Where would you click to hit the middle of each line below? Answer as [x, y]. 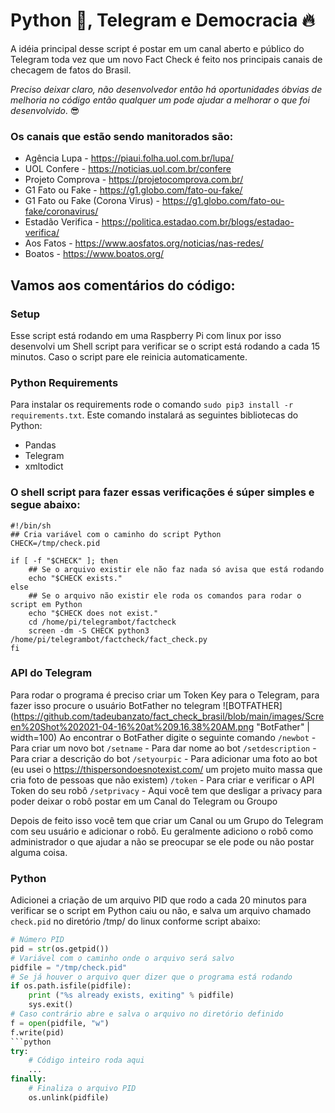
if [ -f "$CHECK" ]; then [64, 560]
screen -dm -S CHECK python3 [89, 630]
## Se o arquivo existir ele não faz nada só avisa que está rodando [176, 569]
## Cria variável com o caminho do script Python [116, 534]
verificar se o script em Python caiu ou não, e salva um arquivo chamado [161, 911]
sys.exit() [51, 1005]
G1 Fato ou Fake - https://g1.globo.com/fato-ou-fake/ [133, 190]
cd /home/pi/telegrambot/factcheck [102, 622]
